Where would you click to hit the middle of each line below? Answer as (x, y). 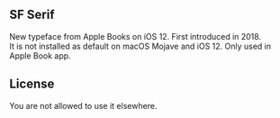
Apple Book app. (40, 55)
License (32, 84)
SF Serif (32, 15)
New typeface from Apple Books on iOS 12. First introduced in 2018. (135, 36)
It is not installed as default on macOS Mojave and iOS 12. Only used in (140, 46)
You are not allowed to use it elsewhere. (83, 105)
